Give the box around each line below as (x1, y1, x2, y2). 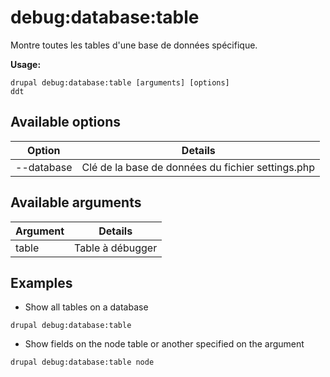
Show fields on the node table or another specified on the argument (24, 338, 305, 350)
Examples (10, 274, 73, 291)
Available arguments (10, 194, 142, 211)
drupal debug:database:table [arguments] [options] (10, 77, 230, 88)
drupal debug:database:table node (10, 357, 155, 368)
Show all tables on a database (24, 301, 149, 313)
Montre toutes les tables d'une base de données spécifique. (10, 39, 258, 51)
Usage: (10, 58, 42, 70)
